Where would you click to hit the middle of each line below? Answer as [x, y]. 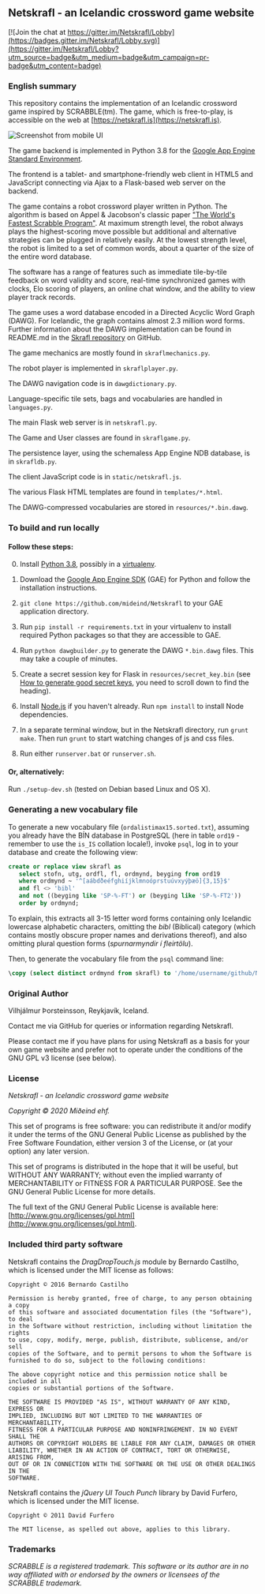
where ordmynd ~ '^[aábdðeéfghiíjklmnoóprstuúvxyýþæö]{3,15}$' [125, 881]
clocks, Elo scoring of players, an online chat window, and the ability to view [132, 289]
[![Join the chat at [37, 32]
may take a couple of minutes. [69, 659]
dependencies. [44, 714]
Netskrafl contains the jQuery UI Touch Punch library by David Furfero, [123, 1492]
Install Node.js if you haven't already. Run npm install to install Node [132, 707]
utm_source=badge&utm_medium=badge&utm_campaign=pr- [109, 57]
